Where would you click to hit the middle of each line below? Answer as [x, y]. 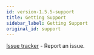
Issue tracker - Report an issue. [45, 46]
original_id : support [34, 29]
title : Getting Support [36, 18]
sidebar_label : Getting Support [47, 23]
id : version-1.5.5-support [40, 12]
